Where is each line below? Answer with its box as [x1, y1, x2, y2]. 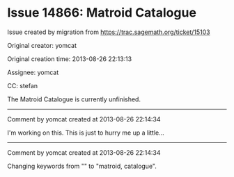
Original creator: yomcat [7, 41, 77, 49]
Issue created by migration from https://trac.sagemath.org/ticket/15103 [7, 28, 210, 36]
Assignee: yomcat [7, 68, 59, 76]
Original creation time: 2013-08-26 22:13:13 [7, 54, 132, 63]
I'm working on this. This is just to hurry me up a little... [7, 128, 165, 137]
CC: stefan [7, 81, 38, 90]
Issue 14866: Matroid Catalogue [7, 5, 197, 21]
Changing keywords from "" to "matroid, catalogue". [7, 162, 157, 170]
